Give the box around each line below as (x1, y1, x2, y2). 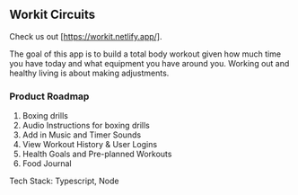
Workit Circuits (9, 7, 96, 22)
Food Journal (22, 158, 72, 169)
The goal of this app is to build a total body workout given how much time (9, 49, 281, 59)
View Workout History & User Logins (22, 139, 158, 150)
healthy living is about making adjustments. (9, 67, 170, 78)
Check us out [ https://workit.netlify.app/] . (9, 31, 162, 41)
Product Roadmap (9, 90, 90, 102)
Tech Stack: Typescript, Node (9, 175, 119, 187)
